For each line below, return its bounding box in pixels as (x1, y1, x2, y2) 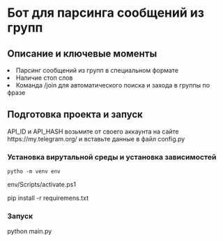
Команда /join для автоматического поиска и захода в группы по (16, 81, 210, 89)
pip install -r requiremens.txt (7, 194, 89, 202)
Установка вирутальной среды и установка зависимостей (7, 152, 217, 162)
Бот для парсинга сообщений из (7, 5, 204, 21)
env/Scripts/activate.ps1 (7, 180, 77, 189)
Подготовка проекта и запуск (7, 108, 143, 120)
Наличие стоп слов (16, 73, 73, 82)
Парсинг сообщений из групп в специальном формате (16, 66, 179, 74)
